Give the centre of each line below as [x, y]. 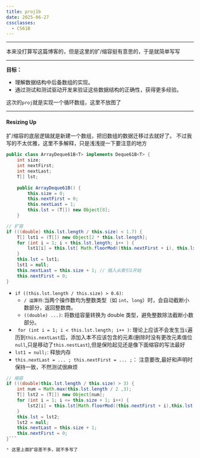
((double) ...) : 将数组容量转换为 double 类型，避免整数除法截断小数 [109, 315]
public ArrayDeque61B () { [49, 188]
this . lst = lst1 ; [38, 259]
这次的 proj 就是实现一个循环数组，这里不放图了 [64, 102]
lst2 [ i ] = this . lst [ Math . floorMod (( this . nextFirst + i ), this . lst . [112, 406]
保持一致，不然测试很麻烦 [46, 367]
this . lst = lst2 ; [38, 417]
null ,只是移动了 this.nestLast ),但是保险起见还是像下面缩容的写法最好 [100, 344]
